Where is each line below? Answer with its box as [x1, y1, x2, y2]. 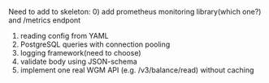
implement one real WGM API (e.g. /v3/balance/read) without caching [20, 65, 254, 75]
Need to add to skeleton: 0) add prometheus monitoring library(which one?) [8, 7, 262, 16]
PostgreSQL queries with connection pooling [20, 39, 171, 49]
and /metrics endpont [8, 15, 81, 25]
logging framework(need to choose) [20, 48, 141, 57]
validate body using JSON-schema [20, 56, 138, 66]
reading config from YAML [20, 31, 110, 40]
